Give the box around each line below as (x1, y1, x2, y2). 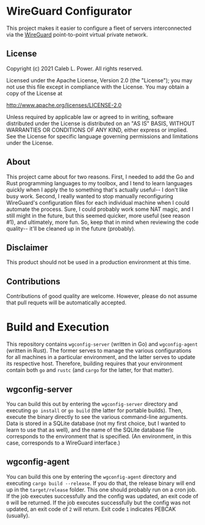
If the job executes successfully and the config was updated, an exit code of (6, 492, 198, 499)
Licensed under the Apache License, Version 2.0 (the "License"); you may (6, 76, 193, 84)
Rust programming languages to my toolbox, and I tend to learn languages (6, 179, 193, 187)
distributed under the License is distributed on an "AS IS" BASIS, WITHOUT (6, 120, 195, 127)
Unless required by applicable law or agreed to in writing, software (6, 113, 174, 120)
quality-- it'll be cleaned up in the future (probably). (6, 224, 136, 232)
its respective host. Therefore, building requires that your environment (6, 360, 183, 367)
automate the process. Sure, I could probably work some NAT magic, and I (6, 205, 193, 213)
